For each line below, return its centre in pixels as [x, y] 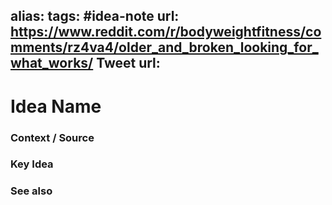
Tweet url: [128, 63]
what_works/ [52, 63]
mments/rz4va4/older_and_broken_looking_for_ [164, 47]
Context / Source [52, 137]
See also [31, 191]
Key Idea [32, 164]
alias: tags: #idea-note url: [95, 16]
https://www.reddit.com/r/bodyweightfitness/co [166, 32]
